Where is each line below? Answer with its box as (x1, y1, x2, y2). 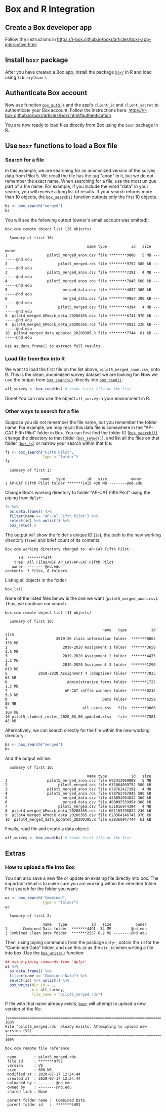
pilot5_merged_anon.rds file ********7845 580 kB (47, 279, 152, 284)
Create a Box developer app (5, 23, 92, 32)
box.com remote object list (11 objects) (5, 610, 92, 615)
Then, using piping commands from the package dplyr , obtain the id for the (5, 940, 160, 946)
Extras (5, 849, 26, 857)
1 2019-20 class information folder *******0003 (5, 636, 156, 641)
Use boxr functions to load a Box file (5, 142, 118, 150)
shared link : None (7, 1089, 48, 1094)
